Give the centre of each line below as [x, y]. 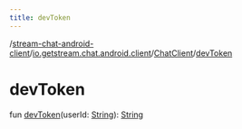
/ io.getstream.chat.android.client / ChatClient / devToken [131, 53]
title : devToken [40, 18]
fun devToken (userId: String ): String [76, 115]
